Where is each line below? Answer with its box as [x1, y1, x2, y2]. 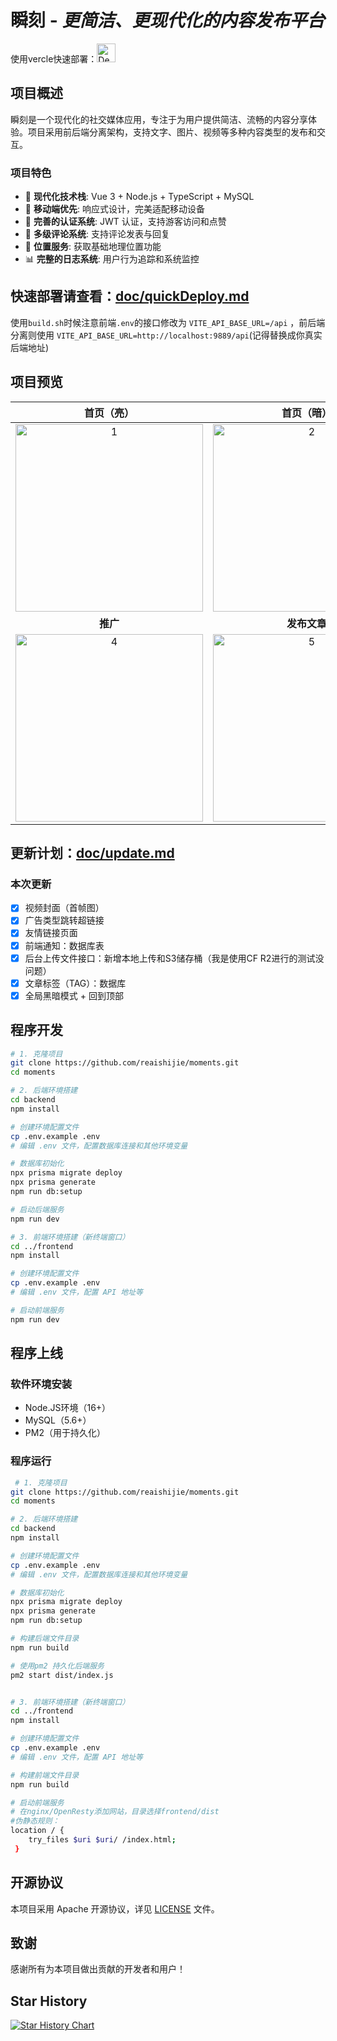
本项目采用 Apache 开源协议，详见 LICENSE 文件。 [10, 1902, 220, 1915]
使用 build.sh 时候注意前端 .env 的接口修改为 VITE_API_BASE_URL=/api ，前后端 [10, 316, 326, 328]
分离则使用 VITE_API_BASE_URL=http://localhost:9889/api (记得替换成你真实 [10, 329, 323, 341]
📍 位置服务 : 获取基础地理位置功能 [24, 241, 162, 253]
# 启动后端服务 [10, 1204, 65, 1215]
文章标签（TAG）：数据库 [24, 977, 127, 989]
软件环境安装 [10, 1377, 73, 1391]
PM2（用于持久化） [24, 1427, 106, 1439]
